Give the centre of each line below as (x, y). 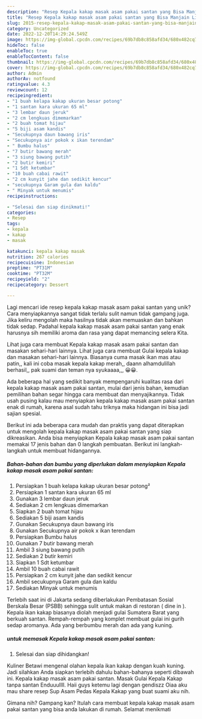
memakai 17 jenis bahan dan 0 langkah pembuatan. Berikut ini (83, 444)
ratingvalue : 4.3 (28, 85)
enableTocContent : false (38, 56)
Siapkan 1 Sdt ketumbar (45, 562)
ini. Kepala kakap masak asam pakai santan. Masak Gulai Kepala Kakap (95, 678)
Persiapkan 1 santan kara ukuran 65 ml (63, 492)
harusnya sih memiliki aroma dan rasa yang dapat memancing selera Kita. (98, 332)
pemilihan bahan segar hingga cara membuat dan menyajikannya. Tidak (96, 394)
